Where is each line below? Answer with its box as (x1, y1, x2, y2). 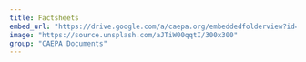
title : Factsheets (9, 13, 79, 23)
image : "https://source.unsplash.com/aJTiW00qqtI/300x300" (9, 30, 239, 39)
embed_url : (9, 22, 51, 31)
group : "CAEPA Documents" (9, 38, 107, 48)
